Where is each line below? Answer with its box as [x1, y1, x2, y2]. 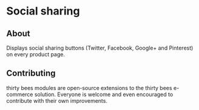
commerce [6, 91, 33, 98]
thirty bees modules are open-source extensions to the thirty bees [6, 84, 172, 91]
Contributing [6, 68, 56, 79]
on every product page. [6, 51, 66, 58]
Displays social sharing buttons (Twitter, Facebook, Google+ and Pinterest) [6, 44, 194, 51]
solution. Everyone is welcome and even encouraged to [34, 91, 174, 98]
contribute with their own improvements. [6, 97, 108, 104]
